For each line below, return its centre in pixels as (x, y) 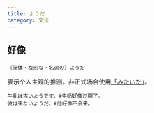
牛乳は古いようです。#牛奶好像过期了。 (55, 96)
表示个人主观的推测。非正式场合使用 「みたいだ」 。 (79, 82)
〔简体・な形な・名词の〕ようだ (46, 68)
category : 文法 (28, 20)
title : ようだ (26, 14)
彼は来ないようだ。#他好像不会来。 (50, 104)
